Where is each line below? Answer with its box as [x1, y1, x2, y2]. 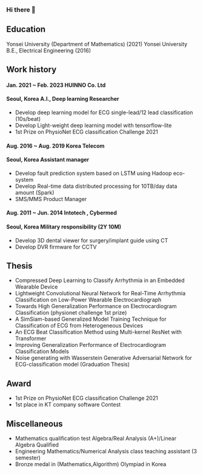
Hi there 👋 [6, 5, 36, 14]
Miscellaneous [6, 419, 63, 429]
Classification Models [15, 348, 70, 355]
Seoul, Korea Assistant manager [6, 156, 90, 163]
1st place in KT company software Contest [15, 401, 121, 408]
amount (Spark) [15, 188, 55, 196]
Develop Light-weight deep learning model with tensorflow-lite [15, 122, 172, 129]
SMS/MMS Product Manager [15, 195, 87, 202]
